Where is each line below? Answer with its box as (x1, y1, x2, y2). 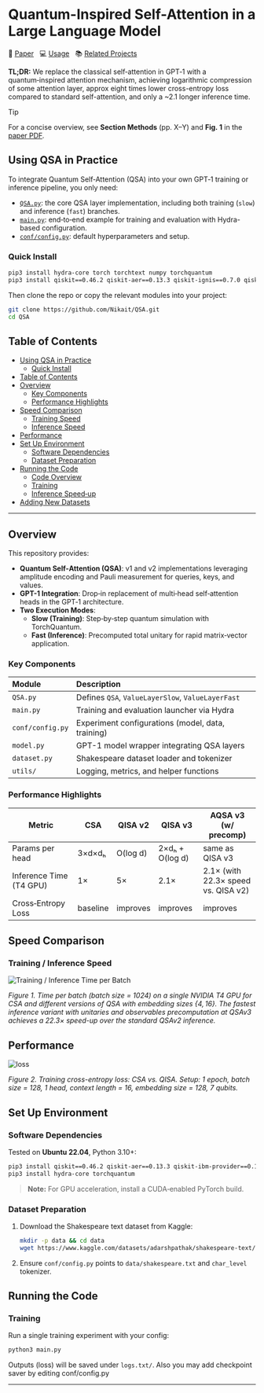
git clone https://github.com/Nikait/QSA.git (8, 305, 159, 314)
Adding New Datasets (19, 498, 90, 507)
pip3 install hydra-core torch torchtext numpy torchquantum (8, 269, 213, 277)
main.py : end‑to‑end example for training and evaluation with (19, 215, 216, 224)
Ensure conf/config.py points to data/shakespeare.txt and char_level (19, 1258, 247, 1267)
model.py (12, 741, 45, 750)
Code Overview (31, 472, 82, 482)
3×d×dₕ (77, 847, 106, 858)
